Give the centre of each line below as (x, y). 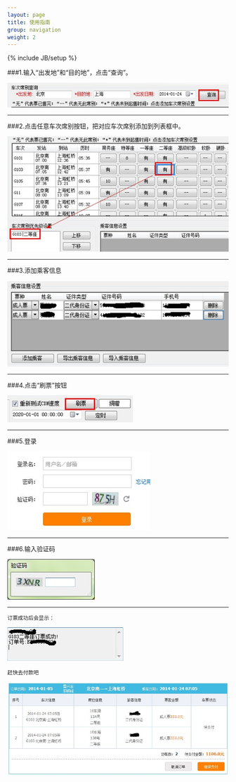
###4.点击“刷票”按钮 (37, 385)
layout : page (26, 15)
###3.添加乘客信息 (34, 270)
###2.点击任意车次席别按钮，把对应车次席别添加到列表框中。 (96, 126)
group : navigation (34, 30)
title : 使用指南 (29, 22)
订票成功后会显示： (31, 618)
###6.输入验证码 (31, 548)
